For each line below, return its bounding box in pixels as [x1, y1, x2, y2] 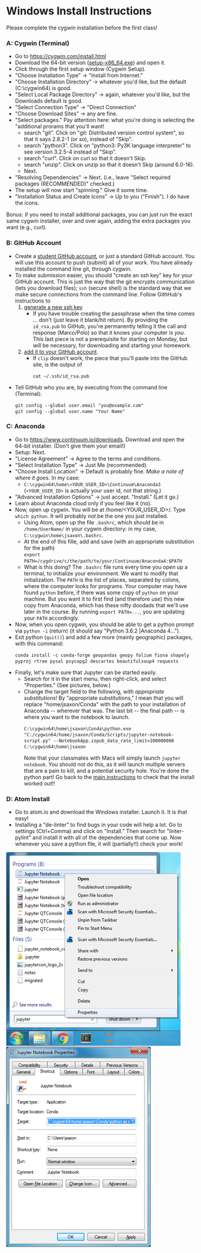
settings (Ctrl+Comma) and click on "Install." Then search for [14, 828, 166, 835]
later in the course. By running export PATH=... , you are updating [23, 608, 185, 615]
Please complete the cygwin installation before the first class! [6, 24, 157, 31]
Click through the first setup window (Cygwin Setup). [14, 65, 146, 73]
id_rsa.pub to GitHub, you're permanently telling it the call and [32, 322, 187, 329]
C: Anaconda [6, 422, 45, 430]
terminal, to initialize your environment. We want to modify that [23, 569, 178, 577]
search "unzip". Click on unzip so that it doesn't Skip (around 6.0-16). [23, 161, 194, 169]
